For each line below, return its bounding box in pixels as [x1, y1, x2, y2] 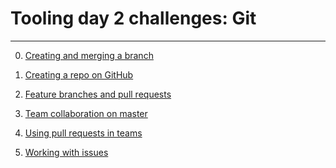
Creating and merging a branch [24, 49, 154, 61]
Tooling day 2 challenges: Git [10, 7, 257, 30]
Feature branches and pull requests [24, 88, 172, 100]
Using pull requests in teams [24, 127, 143, 139]
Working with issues [24, 146, 109, 158]
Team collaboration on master [24, 107, 148, 119]
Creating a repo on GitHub [24, 68, 134, 81]
